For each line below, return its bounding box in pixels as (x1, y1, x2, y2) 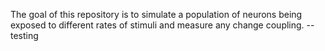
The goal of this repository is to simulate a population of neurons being (10, 9, 303, 20)
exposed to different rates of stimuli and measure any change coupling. (10, 19, 305, 31)
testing (10, 30, 39, 41)
